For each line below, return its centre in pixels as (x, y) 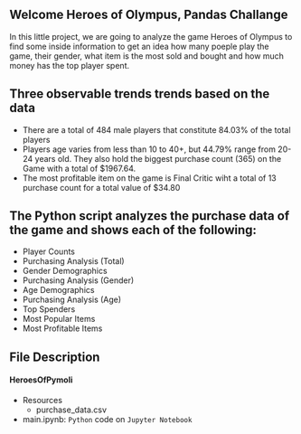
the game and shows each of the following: (133, 230)
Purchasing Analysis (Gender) (78, 280)
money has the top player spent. (69, 65)
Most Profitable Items (62, 328)
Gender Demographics (65, 271)
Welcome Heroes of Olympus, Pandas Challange (149, 15)
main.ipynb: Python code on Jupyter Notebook (107, 420)
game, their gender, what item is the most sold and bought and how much (147, 56)
